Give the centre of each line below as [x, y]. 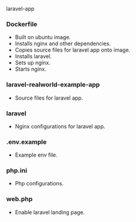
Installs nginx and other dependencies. [63, 44]
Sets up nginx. [33, 63]
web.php [19, 199]
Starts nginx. [31, 69]
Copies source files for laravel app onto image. [72, 50]
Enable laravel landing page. [50, 212]
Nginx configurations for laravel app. [60, 126]
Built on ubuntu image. [43, 37]
